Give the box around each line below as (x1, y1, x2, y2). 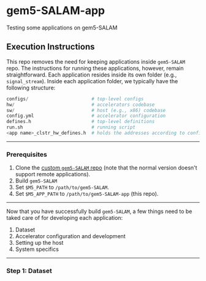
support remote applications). (15, 171, 91, 178)
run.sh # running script (6, 124, 136, 130)
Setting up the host (15, 239, 64, 247)
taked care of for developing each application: (6, 214, 123, 222)
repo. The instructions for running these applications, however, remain (6, 64, 184, 72)
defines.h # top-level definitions (6, 119, 155, 125)
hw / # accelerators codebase (6, 102, 155, 108)
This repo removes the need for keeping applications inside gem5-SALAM (6, 58, 186, 65)
